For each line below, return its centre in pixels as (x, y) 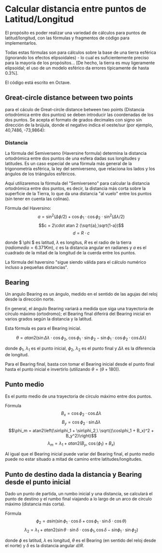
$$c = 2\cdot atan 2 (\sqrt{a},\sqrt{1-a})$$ (81, 225)
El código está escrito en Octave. (38, 82)
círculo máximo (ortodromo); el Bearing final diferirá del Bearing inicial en (78, 314)
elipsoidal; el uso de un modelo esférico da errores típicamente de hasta (77, 68)
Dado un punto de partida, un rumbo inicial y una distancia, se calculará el (79, 493)
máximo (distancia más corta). (35, 504)
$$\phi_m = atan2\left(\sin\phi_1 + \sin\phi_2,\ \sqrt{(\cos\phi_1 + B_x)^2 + (81, 431)
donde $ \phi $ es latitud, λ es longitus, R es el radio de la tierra (68, 242)
